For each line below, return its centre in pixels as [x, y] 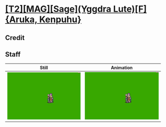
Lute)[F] [130, 9]
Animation [122, 67]
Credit [15, 38]
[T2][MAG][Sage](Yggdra [58, 9]
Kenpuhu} [60, 19]
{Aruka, [21, 19]
